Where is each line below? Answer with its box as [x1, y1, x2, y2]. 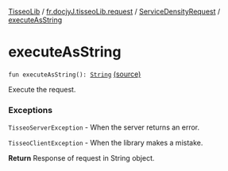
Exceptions [8, 104, 53, 115]
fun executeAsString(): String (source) [8, 69, 141, 79]
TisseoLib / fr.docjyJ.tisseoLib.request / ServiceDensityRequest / [8, 7, 221, 16]
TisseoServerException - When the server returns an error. [8, 122, 200, 132]
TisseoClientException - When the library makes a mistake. [8, 138, 203, 148]
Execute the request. [8, 84, 76, 94]
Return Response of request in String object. [8, 154, 155, 163]
